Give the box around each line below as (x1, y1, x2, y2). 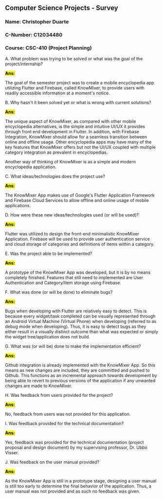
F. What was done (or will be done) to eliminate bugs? (5, 289, 113, 295)
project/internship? (5, 61, 43, 67)
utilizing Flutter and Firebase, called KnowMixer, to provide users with (5, 85, 145, 90)
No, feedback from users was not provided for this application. (5, 411, 131, 417)
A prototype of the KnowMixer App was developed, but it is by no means (5, 269, 151, 275)
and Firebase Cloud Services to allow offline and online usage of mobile (5, 197, 149, 203)
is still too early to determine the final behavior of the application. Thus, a (5, 483, 152, 489)
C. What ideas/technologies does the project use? (5, 173, 106, 179)
